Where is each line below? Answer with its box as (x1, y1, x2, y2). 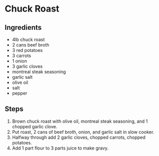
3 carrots (12, 53, 31, 59)
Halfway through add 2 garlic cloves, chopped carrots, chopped (12, 134, 146, 140)
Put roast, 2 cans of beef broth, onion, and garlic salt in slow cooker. (12, 129, 154, 135)
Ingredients (5, 23, 42, 32)
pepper (12, 90, 28, 96)
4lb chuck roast (12, 36, 45, 42)
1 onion (12, 58, 27, 64)
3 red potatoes (12, 47, 43, 53)
